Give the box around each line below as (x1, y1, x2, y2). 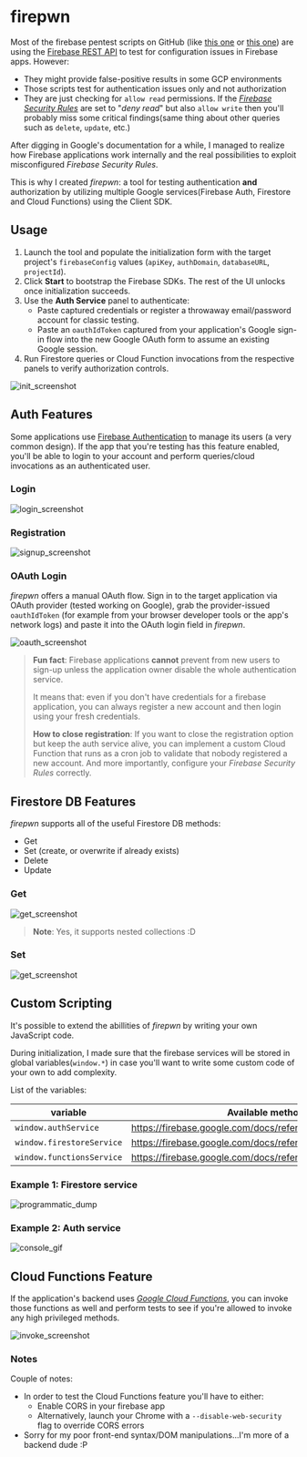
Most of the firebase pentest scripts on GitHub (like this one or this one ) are (10, 36, 294, 47)
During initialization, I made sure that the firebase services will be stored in (10, 1047, 291, 1058)
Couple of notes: (10, 1373, 74, 1384)
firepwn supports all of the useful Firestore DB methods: (10, 818, 221, 829)
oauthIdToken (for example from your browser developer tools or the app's (10, 610, 290, 621)
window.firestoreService (15, 1137, 123, 1147)
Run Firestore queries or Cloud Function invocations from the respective (23, 353, 295, 364)
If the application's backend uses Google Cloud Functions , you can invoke (10, 1293, 289, 1304)
